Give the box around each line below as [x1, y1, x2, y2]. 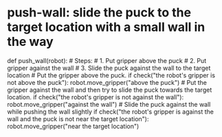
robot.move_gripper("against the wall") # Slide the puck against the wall [7, 100, 211, 108]
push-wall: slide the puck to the [7, 5, 191, 21]
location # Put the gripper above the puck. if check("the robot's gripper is [7, 71, 215, 79]
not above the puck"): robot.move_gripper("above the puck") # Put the [7, 78, 208, 86]
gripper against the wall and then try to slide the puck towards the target [7, 86, 212, 94]
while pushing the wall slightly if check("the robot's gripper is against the [7, 108, 214, 116]
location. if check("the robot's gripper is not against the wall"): [7, 92, 184, 101]
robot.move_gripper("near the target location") [7, 122, 140, 130]
